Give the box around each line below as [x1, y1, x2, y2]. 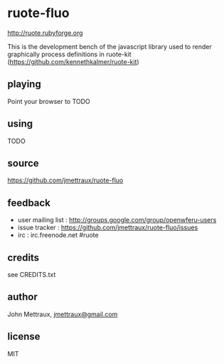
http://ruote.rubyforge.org [7, 28, 83, 37]
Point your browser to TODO [7, 97, 90, 105]
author [7, 291, 38, 303]
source [7, 157, 39, 169]
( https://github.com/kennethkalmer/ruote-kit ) [7, 57, 140, 66]
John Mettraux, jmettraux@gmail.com [7, 310, 118, 318]
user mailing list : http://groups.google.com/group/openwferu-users [17, 216, 217, 224]
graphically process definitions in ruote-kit [7, 50, 132, 58]
